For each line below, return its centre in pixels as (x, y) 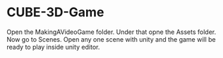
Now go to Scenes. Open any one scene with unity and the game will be (111, 39)
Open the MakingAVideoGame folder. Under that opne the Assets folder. (111, 32)
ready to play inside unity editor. (53, 47)
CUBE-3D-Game (55, 12)
